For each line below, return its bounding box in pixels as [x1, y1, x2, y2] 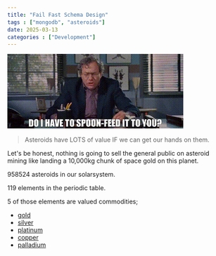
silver [17, 218, 34, 227]
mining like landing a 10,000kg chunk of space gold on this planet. [7, 156, 199, 165]
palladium [17, 241, 46, 249]
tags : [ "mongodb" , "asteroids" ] [7, 18, 106, 26]
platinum [17, 226, 44, 234]
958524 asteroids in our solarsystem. [7, 170, 116, 179]
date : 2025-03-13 [7, 26, 58, 33]
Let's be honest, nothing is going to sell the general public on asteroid [7, 149, 210, 158]
